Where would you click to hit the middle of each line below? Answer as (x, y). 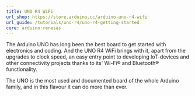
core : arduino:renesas (34, 28)
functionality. (22, 69)
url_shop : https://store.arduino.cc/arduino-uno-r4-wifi (77, 17)
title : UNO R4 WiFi (30, 11)
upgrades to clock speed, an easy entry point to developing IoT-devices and (98, 57)
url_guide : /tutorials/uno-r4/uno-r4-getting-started (73, 22)
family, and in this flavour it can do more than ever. (67, 87)
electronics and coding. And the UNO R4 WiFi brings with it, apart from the (96, 51)
